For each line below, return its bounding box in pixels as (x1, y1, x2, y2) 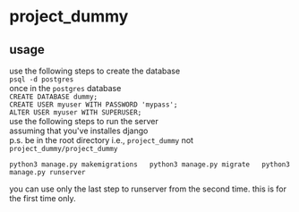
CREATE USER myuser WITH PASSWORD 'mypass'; (9, 100, 178, 109)
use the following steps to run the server (9, 116, 158, 126)
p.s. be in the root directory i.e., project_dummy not (9, 135, 194, 145)
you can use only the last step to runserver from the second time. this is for (9, 183, 286, 194)
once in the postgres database (9, 83, 122, 93)
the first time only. (9, 193, 76, 203)
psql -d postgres (9, 75, 74, 84)
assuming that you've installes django (9, 125, 149, 136)
